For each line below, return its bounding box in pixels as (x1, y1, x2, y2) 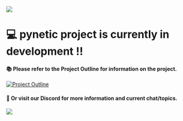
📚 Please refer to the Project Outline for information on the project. (6, 65, 177, 72)
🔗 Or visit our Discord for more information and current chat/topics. (6, 95, 178, 102)
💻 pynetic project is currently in (6, 28, 170, 42)
